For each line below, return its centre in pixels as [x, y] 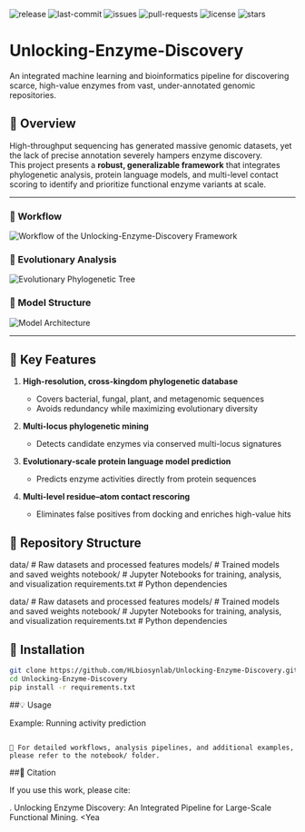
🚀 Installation [47, 649]
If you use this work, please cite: [70, 789]
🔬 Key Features [53, 360]
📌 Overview [43, 124]
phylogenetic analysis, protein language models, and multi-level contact [144, 174]
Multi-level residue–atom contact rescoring [106, 497]
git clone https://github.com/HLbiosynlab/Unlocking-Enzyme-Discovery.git [154, 671]
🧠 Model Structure [50, 302]
